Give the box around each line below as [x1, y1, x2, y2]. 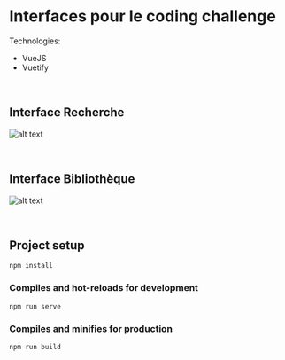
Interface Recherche [9, 105, 125, 121]
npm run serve [9, 301, 62, 311]
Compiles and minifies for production [9, 322, 173, 334]
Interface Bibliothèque [9, 171, 135, 187]
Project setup [9, 238, 86, 253]
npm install [9, 262, 53, 270]
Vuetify [21, 62, 49, 73]
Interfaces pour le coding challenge [9, 6, 276, 27]
